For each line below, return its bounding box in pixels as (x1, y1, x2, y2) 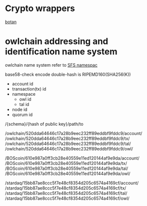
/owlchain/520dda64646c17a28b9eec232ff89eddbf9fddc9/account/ (5, 130, 143, 136)
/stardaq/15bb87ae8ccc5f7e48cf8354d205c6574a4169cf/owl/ (5, 195, 130, 201)
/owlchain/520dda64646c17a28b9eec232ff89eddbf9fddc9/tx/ (5, 135, 130, 141)
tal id (19, 101, 29, 107)
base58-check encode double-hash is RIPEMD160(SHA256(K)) (5, 71, 131, 77)
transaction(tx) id (12, 86, 47, 92)
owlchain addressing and (5, 36, 108, 47)
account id (12, 81, 34, 87)
